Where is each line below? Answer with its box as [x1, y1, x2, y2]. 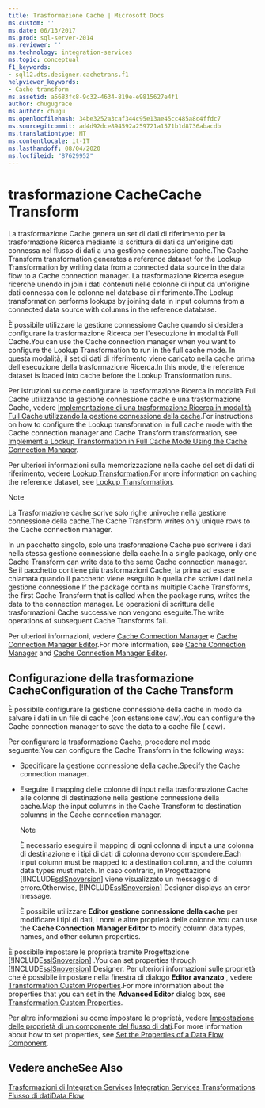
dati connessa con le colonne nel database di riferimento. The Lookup [8, 288, 234, 297]
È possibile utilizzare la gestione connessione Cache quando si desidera [8, 320, 244, 330]
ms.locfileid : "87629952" [8, 151, 93, 159]
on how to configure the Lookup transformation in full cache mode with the [8, 420, 253, 429]
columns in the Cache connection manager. [19, 810, 162, 819]
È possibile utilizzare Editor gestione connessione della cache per [19, 907, 238, 916]
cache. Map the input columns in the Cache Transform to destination [19, 802, 242, 811]
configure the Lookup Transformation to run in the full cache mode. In [8, 346, 236, 355]
